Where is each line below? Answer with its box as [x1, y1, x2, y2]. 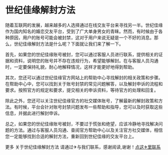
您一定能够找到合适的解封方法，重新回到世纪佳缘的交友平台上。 [5, 133, 136, 139]
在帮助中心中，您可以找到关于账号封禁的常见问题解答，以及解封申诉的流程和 [5, 80, 163, 86]
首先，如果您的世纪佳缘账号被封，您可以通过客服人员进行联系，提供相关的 [5, 51, 158, 57]
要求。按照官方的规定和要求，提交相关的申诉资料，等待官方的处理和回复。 [5, 87, 158, 93]
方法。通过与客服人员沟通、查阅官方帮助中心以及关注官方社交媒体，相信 [13, 127, 163, 133]
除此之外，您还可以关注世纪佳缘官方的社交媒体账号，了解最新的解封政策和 [5, 97, 158, 103]
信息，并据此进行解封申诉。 [5, 110, 62, 116]
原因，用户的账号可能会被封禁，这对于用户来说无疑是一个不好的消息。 [9, 34, 154, 40]
